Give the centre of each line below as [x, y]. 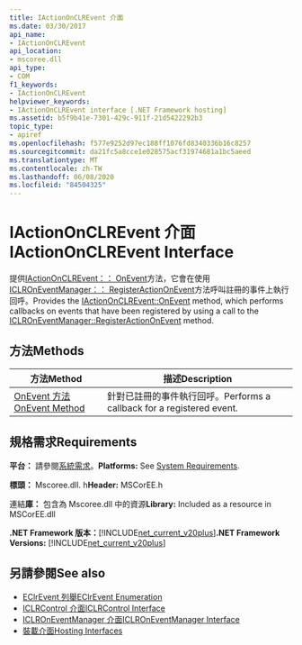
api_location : [36, 51]
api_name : [28, 34]
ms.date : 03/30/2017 [48, 26]
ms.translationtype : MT [54, 160]
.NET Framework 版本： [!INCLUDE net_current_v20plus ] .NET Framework [145, 532]
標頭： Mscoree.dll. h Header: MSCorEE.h [86, 485]
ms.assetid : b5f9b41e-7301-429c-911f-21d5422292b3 [106, 118]
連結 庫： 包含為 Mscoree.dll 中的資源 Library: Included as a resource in [141, 504]
